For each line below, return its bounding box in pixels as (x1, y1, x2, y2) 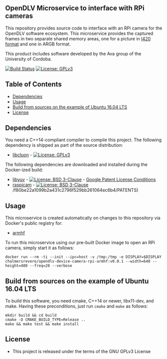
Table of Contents (5, 80, 62, 89)
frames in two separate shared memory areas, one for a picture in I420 (5, 35, 151, 41)
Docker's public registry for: (5, 220, 63, 226)
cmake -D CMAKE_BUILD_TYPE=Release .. (5, 317, 86, 323)
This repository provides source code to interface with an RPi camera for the (5, 25, 163, 31)
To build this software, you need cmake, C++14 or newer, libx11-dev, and (5, 298, 154, 304)
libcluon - (12, 152, 32, 158)
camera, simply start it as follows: (5, 245, 74, 251)
